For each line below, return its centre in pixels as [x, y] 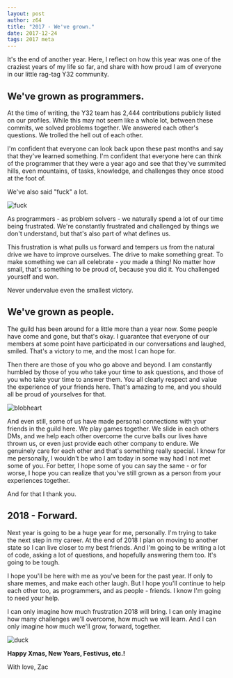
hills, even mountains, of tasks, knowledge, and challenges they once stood [115, 171]
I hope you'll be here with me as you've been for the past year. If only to [110, 576]
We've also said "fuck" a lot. [48, 192]
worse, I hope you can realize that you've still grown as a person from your [114, 473]
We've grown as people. [61, 312]
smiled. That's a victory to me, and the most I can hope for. [91, 351]
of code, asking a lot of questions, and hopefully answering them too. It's [112, 555]
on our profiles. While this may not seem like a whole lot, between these [110, 120]
